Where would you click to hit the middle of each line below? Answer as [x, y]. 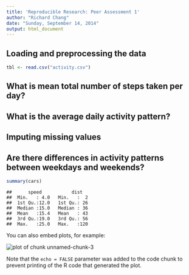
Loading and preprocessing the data [76, 53]
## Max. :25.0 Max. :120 [47, 224]
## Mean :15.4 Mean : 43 [47, 213]
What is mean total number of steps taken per [95, 87]
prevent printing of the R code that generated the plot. [74, 265]
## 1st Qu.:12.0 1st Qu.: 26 [47, 203]
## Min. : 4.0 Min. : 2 [47, 197]
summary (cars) [24, 181]
